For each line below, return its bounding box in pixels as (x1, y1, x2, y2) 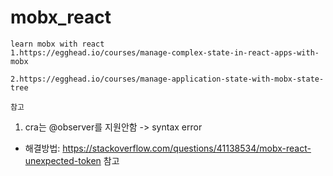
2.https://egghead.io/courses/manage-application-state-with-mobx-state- (10, 74, 325, 84)
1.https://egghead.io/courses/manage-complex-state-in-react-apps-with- (10, 47, 320, 58)
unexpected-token (24, 154, 102, 166)
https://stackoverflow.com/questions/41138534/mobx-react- (62, 142, 312, 154)
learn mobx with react (10, 39, 105, 49)
